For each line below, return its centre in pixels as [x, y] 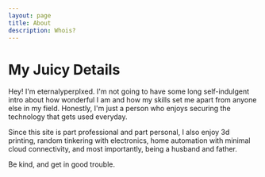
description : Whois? [42, 30]
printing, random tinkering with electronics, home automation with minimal [129, 140]
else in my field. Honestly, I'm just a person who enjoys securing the [120, 109]
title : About [30, 23]
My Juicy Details [64, 69]
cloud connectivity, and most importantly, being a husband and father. [123, 149]
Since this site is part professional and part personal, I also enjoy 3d [119, 133]
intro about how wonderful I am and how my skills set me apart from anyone [132, 100]
